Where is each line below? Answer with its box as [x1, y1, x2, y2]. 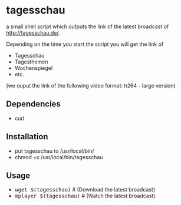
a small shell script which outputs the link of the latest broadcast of [6, 23, 169, 30]
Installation [6, 132, 48, 142]
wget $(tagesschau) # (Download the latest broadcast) [14, 186, 155, 193]
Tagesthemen [14, 58, 48, 65]
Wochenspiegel [14, 64, 53, 71]
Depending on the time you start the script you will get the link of [6, 41, 164, 48]
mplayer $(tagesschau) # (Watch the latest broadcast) [14, 192, 156, 200]
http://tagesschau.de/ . [6, 29, 60, 36]
